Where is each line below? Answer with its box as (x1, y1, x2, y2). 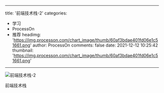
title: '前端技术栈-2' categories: (5, 10, 67, 16)
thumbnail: (12, 47, 34, 53)
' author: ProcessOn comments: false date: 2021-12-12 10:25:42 (30, 42, 158, 48)
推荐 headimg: (12, 32, 41, 37)
